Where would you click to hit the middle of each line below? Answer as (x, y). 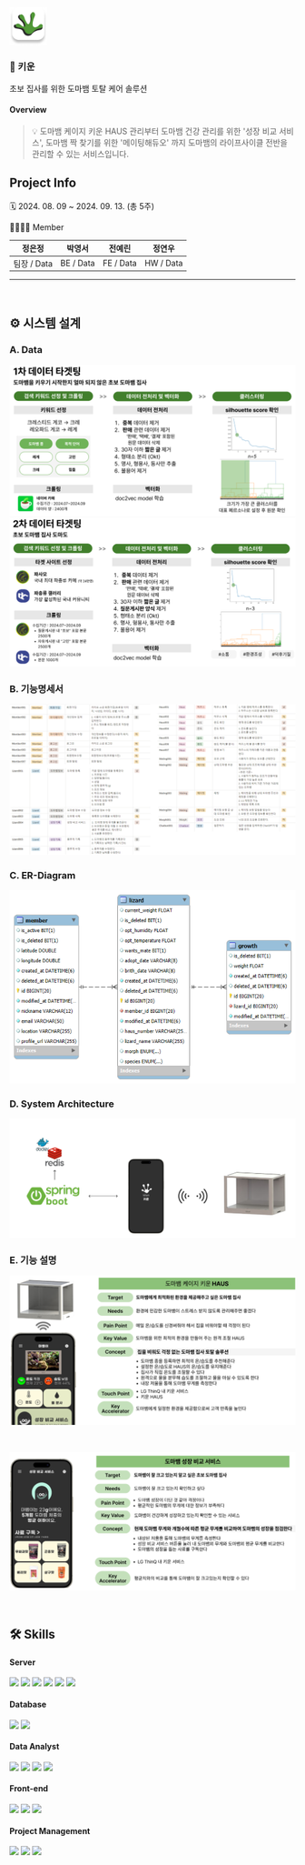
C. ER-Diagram (43, 875)
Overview (28, 110)
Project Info (43, 183)
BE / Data (78, 263)
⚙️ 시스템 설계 (45, 323)
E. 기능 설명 (33, 1259)
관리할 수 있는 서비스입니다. (80, 154)
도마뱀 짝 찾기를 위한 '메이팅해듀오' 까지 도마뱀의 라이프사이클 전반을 (166, 143)
